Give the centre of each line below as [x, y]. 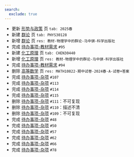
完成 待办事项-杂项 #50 [34, 125]
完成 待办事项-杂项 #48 [34, 119]
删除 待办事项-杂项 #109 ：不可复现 [46, 113]
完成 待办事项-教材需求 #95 [38, 47]
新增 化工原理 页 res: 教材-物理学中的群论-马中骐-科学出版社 [67, 59]
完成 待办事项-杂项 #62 [34, 137]
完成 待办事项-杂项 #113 [35, 83]
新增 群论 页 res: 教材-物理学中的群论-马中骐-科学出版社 [63, 40]
